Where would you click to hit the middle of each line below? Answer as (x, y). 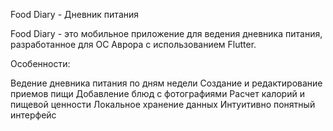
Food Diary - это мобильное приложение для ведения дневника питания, (166, 33)
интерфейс (33, 115)
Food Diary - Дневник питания (75, 14)
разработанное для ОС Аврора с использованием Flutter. (133, 44)
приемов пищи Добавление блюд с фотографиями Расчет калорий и (157, 93)
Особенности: (40, 63)
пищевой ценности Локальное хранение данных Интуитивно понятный (163, 104)
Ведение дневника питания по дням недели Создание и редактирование (166, 83)
